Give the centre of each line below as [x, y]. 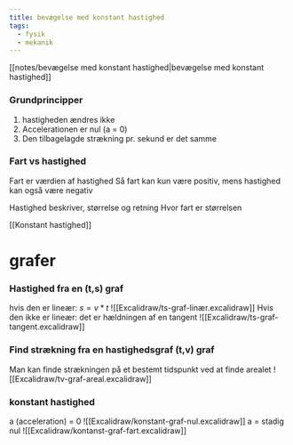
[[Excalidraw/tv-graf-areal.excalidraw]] [81, 378]
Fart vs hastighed [48, 161]
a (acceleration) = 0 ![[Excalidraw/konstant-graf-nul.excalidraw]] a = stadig [146, 421]
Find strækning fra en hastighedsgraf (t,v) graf [112, 350]
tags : [19, 26]
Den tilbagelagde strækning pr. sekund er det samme [119, 138]
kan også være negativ [51, 190]
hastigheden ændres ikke [68, 119]
